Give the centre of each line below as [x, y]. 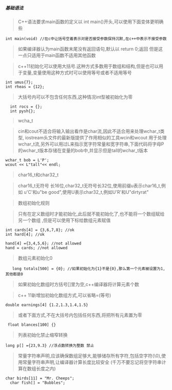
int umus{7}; [19, 82]
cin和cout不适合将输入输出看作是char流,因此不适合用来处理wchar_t [89, 131]
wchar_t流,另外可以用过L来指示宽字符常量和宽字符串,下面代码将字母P [91, 144]
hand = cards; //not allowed [36, 248]
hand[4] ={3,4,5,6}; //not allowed [43, 243]
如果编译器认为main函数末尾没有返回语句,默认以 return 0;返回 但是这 [90, 49]
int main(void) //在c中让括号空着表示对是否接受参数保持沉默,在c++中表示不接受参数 [86, 38]
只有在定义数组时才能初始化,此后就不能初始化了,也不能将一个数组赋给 [91, 214]
